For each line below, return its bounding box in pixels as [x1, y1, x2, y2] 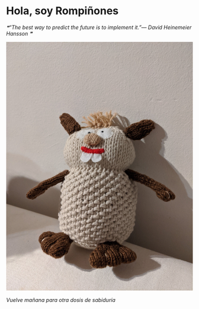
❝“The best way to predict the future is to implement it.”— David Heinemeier [6, 24, 192, 31]
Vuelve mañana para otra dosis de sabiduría [6, 296, 115, 303]
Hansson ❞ [6, 30, 33, 37]
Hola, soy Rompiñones [6, 4, 119, 18]
